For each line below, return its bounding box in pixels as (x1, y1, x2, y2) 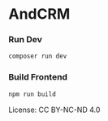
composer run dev (8, 52, 67, 61)
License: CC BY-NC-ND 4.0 (8, 105, 101, 115)
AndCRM (8, 5, 71, 24)
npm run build (8, 90, 57, 98)
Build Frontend (8, 71, 67, 83)
